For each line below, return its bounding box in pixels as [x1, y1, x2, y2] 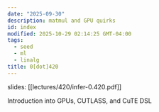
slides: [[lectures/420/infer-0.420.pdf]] [7, 82, 122, 91]
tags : [7, 37, 23, 44]
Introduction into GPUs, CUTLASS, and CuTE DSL [7, 96, 153, 105]
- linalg [13, 57, 40, 64]
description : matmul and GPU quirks [7, 17, 116, 24]
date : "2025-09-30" [7, 10, 65, 18]
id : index [7, 23, 37, 30]
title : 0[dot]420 [7, 63, 59, 70]
